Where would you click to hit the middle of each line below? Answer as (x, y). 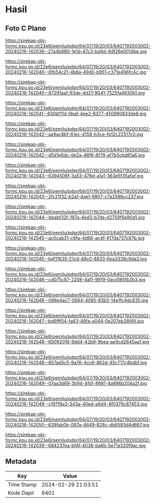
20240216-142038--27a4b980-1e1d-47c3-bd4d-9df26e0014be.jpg (76, 51)
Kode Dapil (21, 493)
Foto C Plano (26, 28)
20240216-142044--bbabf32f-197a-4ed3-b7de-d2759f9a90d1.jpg (75, 217)
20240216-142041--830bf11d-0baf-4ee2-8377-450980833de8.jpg (76, 114)
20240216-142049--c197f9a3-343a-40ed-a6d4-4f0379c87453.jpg (76, 404)
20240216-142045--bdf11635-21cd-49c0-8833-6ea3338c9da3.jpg (76, 259)
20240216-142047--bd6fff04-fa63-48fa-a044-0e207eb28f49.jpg (74, 321)
